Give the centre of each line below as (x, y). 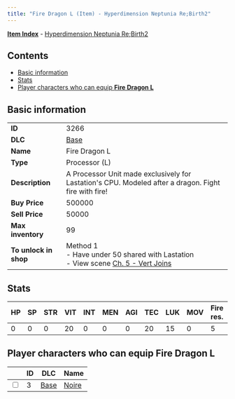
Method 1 (82, 246)
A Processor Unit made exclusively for (129, 174)
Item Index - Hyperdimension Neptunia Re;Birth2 (78, 34)
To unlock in (31, 250)
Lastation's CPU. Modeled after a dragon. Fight (143, 183)
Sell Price (27, 215)
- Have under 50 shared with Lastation (130, 255)
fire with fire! (87, 191)
